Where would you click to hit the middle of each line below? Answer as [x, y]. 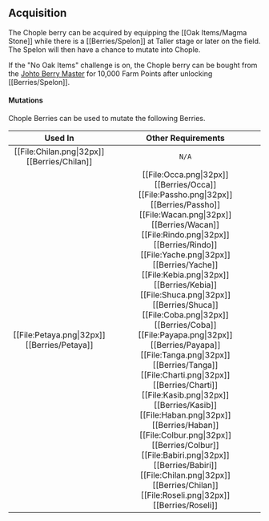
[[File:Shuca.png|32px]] [185, 295]
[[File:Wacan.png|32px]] [185, 215]
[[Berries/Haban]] [185, 426]
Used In [59, 138]
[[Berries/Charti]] [185, 386]
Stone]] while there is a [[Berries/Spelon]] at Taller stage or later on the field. [134, 41]
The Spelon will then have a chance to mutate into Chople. [104, 49]
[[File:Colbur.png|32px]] [185, 435]
